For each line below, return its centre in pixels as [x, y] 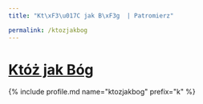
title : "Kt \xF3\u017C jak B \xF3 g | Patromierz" [91, 16]
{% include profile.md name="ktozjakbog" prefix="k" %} [102, 92]
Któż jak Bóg [51, 70]
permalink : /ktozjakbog [48, 30]
